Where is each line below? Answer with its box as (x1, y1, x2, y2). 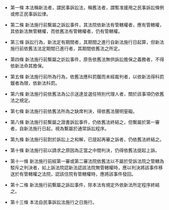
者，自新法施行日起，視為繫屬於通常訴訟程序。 (10, 125, 109, 132)
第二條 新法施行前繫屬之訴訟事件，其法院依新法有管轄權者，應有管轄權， (10, 22, 164, 28)
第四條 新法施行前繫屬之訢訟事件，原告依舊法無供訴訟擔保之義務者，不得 (10, 56, 164, 62)
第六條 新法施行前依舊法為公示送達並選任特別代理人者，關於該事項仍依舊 (10, 91, 164, 97)
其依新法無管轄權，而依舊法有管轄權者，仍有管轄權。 (10, 28, 123, 34)
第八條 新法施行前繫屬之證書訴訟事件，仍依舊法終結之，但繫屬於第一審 (10, 119, 160, 125)
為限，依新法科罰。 (19, 80, 60, 86)
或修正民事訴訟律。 (10, 11, 51, 17)
